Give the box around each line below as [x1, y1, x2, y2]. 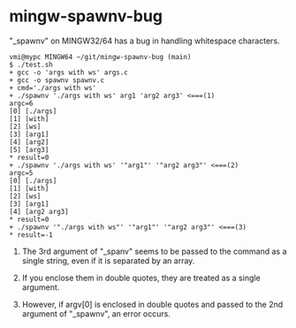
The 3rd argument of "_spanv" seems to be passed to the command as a [21, 246, 287, 256]
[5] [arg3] [9, 145, 49, 154]
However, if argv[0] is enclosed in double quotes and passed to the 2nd [21, 299, 284, 309]
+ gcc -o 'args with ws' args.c [9, 68, 128, 77]
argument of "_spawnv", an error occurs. [21, 308, 171, 319]
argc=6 [9, 99, 34, 108]
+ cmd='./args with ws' [9, 83, 97, 92]
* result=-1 [9, 230, 53, 240]
